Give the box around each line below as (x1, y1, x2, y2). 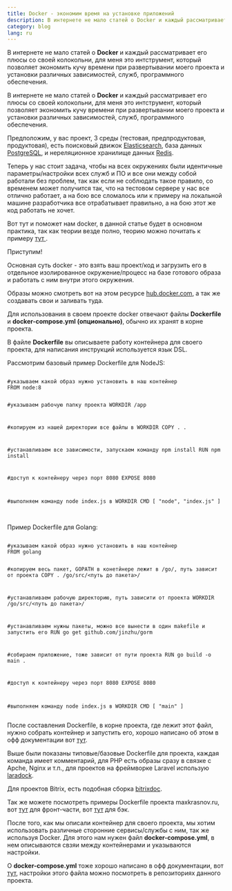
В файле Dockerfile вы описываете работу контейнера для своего (7, 338, 202, 347)
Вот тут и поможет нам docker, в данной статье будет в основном (7, 219, 202, 228)
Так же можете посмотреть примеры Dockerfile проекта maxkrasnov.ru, (7, 798, 220, 807)
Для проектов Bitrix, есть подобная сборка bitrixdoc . (7, 784, 162, 793)
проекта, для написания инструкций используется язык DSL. (7, 345, 188, 353)
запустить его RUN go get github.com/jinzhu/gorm (7, 629, 153, 636)
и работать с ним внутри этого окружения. (7, 276, 135, 284)
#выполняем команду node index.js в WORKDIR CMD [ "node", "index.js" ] (7, 498, 221, 505)
